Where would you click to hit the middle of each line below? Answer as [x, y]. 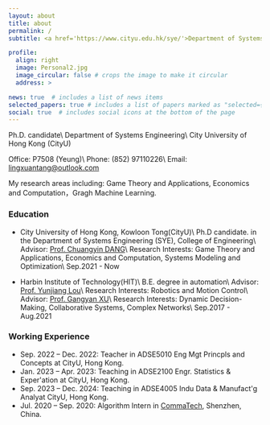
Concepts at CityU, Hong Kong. [72, 362]
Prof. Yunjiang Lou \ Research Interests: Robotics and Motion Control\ [134, 290]
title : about [30, 23]
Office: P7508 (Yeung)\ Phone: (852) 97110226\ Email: [98, 159]
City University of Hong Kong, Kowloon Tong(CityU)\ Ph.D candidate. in [138, 232]
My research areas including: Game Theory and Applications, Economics [129, 184]
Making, [33, 307]
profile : [23, 53]
